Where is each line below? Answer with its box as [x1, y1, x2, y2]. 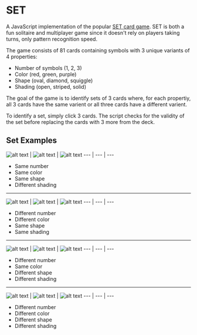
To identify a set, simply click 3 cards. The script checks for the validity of [6, 112, 185, 119]
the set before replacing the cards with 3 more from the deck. [6, 118, 155, 125]
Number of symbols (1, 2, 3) [14, 64, 82, 71]
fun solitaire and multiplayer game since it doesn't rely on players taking [6, 29, 180, 36]
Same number [14, 162, 49, 169]
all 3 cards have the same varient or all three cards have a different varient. [6, 101, 188, 108]
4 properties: [6, 53, 38, 60]
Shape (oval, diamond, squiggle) [14, 77, 93, 84]
